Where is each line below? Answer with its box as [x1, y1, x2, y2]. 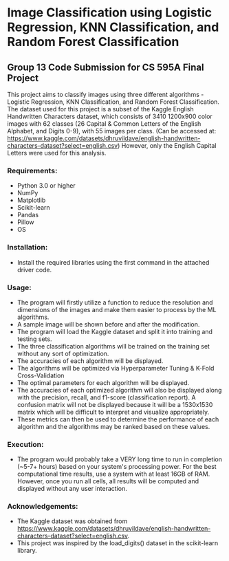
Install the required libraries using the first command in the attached [17, 258, 210, 266]
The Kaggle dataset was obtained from [17, 517, 128, 525]
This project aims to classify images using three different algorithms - [7, 91, 204, 98]
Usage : [7, 283, 32, 292]
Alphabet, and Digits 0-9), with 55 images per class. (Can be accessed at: [7, 127, 217, 135]
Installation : [7, 243, 48, 252]
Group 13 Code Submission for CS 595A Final [7, 61, 204, 73]
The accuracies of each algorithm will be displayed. [17, 356, 164, 365]
